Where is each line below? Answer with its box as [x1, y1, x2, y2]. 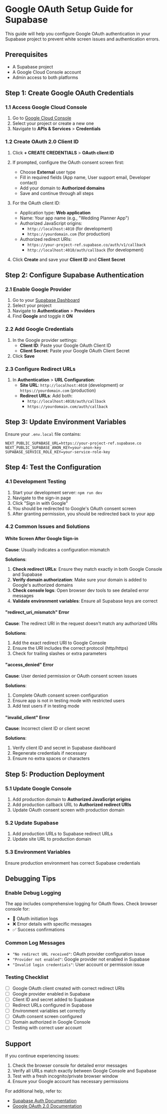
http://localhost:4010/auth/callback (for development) [27, 246, 144, 253]
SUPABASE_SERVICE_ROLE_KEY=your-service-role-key [5, 449, 111, 454]
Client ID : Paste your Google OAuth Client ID [19, 342, 111, 348]
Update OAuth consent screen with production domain [12, 807, 125, 813]
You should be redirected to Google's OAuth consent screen [12, 505, 136, 511]
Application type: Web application [19, 209, 91, 215]
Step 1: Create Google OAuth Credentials [5, 89, 134, 97]
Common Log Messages [5, 940, 65, 947]
